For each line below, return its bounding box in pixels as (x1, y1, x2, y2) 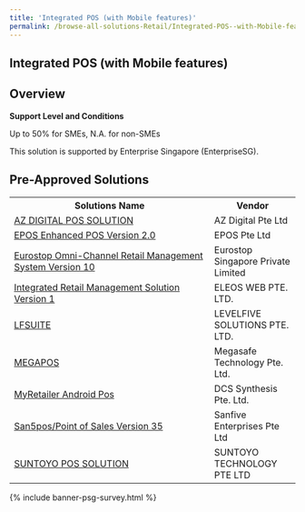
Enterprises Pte (213, 419, 280, 432)
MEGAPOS (14, 356, 60, 368)
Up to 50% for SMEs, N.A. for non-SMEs (9, 128, 161, 139)
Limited (213, 266, 246, 278)
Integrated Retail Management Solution (14, 281, 180, 294)
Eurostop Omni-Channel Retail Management (14, 249, 203, 262)
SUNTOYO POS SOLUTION (14, 457, 130, 469)
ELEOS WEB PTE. (213, 281, 289, 294)
